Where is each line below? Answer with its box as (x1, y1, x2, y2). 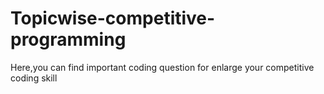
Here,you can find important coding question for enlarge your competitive (10, 61, 315, 73)
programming (10, 28, 127, 51)
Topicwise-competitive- (10, 7, 216, 30)
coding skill (10, 72, 58, 84)
